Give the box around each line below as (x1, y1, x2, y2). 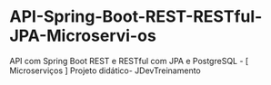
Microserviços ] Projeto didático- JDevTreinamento (9, 65, 202, 76)
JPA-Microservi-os (9, 25, 156, 46)
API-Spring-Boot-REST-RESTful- (9, 6, 263, 27)
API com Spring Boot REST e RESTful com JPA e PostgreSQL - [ (9, 55, 249, 66)
